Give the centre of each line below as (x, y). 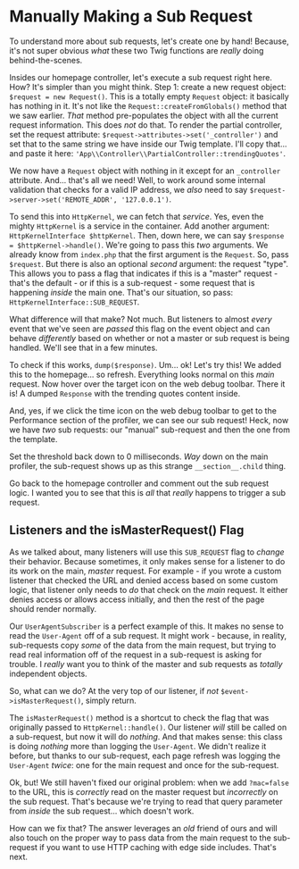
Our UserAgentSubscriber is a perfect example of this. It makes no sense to (146, 626)
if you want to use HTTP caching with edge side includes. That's (158, 847)
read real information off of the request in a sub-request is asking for (136, 655)
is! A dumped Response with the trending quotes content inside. (125, 393)
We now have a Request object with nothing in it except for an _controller (145, 171)
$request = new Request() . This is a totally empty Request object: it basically (149, 96)
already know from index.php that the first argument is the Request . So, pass (149, 254)
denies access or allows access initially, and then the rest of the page (137, 599)
